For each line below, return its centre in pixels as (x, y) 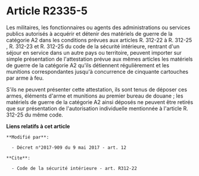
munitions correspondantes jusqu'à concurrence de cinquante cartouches (97, 71)
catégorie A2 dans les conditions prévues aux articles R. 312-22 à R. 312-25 (99, 40)
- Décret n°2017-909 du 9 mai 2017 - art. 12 (69, 147)
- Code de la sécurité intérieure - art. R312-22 (74, 168)
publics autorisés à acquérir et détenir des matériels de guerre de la (89, 33)
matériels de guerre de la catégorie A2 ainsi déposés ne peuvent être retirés (100, 102)
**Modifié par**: (28, 137)
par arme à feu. (25, 78)
